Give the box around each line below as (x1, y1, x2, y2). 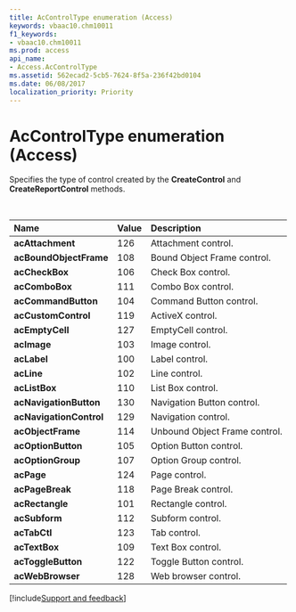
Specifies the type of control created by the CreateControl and (9, 175, 242, 185)
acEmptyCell (13, 324, 70, 337)
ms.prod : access (9, 46, 70, 55)
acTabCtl (13, 526, 53, 539)
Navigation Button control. (150, 396, 260, 409)
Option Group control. (150, 454, 242, 467)
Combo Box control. (150, 281, 234, 293)
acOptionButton (13, 440, 83, 453)
